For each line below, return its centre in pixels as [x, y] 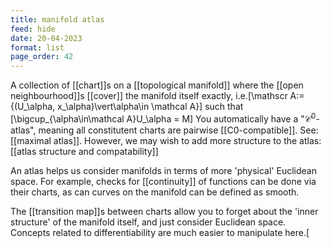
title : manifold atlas [57, 19]
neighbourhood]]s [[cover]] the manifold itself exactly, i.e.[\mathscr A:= [157, 96]
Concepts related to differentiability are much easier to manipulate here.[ [160, 232]
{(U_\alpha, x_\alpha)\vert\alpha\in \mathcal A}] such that [127, 107]
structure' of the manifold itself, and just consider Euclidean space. [148, 222]
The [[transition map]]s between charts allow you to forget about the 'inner [164, 211]
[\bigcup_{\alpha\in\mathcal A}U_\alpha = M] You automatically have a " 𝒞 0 [163, 118]
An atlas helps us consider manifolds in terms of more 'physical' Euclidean [163, 170]
